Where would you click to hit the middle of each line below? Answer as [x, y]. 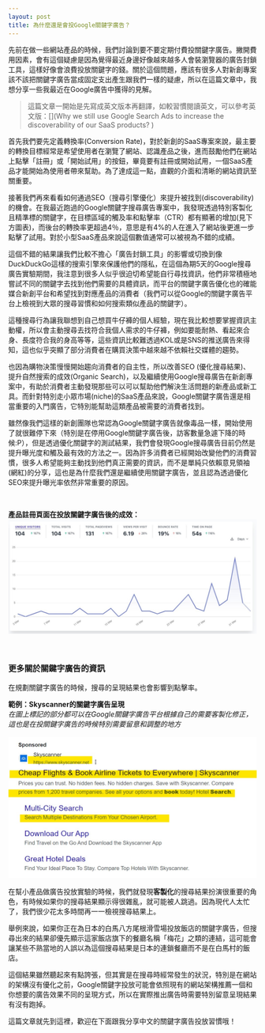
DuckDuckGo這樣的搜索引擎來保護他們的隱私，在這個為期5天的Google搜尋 [130, 263]
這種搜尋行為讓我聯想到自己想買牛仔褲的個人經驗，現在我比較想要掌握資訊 [129, 320]
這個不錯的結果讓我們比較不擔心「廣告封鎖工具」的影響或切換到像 [115, 254]
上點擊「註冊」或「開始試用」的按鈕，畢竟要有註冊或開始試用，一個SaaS [127, 161]
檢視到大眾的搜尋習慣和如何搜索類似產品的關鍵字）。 [106, 303]
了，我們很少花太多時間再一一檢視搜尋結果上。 [84, 912]
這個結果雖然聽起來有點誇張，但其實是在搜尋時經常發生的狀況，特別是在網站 [132, 975]
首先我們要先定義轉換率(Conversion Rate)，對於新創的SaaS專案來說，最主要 [132, 141]
